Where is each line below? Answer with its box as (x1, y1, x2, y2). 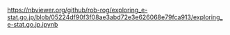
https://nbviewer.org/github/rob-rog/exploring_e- (7, 6, 148, 14)
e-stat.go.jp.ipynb (7, 21, 58, 28)
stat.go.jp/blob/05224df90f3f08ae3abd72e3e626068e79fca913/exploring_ (7, 13, 223, 21)
